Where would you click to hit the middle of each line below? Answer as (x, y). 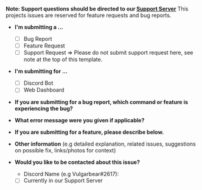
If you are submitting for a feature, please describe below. (89, 132)
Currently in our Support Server (63, 181)
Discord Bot (38, 83)
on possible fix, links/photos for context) (65, 150)
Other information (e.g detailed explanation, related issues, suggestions (105, 144)
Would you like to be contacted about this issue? (77, 162)
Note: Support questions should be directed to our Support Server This (97, 9)
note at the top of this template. (63, 60)
